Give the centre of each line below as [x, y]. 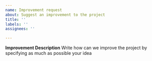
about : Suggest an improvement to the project [55, 15]
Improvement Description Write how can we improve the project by [76, 48]
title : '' [16, 19]
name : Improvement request [34, 10]
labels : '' [17, 24]
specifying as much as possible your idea [49, 53]
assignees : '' [20, 29]
